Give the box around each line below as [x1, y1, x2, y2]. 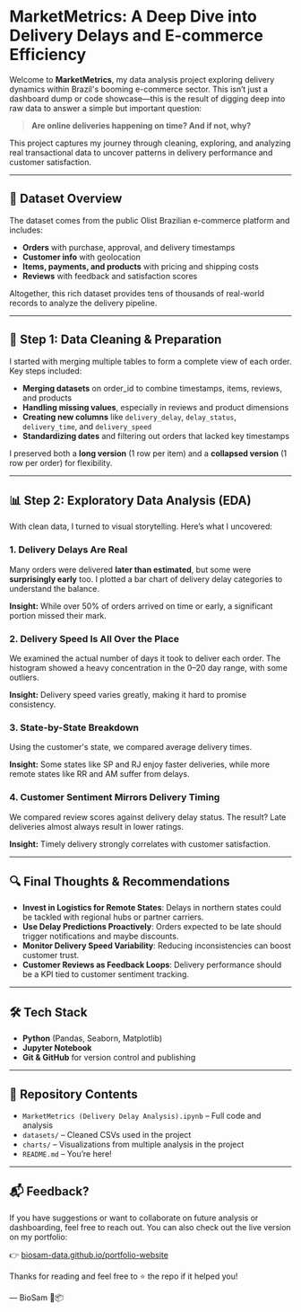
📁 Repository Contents [9, 1087, 139, 1102]
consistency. [9, 699, 56, 709]
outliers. [9, 672, 39, 682]
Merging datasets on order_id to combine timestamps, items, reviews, [21, 383, 282, 393]
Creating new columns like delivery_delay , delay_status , [21, 411, 237, 422]
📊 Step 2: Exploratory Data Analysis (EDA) [9, 492, 252, 508]
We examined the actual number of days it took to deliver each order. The [9, 653, 281, 664]
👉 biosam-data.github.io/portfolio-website [9, 1249, 168, 1260]
